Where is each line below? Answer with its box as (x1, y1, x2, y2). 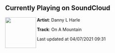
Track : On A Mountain (37, 26, 82, 32)
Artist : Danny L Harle (37, 17, 80, 23)
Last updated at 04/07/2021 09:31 (37, 36, 106, 42)
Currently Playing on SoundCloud (5, 4, 111, 12)
